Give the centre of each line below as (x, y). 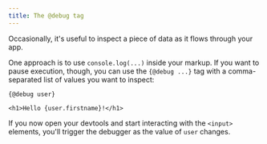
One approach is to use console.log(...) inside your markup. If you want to (134, 62)
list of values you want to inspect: (99, 79)
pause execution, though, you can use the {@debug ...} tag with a (117, 71)
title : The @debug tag (46, 16)
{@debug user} (32, 94)
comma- (242, 71)
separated (25, 79)
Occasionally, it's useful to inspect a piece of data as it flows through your (131, 38)
